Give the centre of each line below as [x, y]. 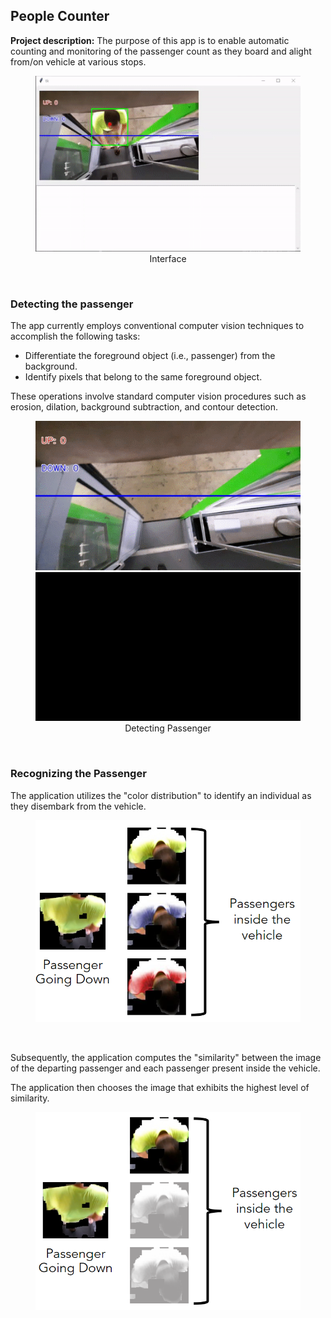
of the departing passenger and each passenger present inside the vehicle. [165, 1068]
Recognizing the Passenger [78, 774]
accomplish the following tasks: [75, 336]
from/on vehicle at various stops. [78, 61]
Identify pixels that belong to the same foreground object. [143, 377]
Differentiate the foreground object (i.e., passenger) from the [150, 356]
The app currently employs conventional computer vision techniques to [157, 326]
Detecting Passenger [168, 728]
